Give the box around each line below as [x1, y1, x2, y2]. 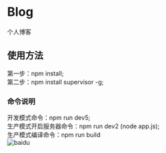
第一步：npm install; [7, 69, 64, 78]
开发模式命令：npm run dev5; [7, 114, 91, 122]
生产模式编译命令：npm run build [7, 131, 101, 139]
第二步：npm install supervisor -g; [7, 78, 104, 86]
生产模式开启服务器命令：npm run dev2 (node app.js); [7, 122, 160, 130]
